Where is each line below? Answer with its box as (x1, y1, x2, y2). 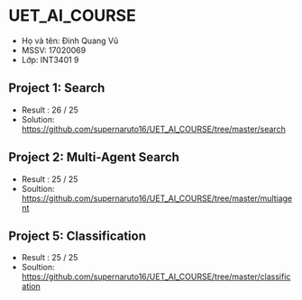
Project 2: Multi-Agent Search (8, 150, 179, 165)
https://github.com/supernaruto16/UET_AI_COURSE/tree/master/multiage (21, 193, 293, 204)
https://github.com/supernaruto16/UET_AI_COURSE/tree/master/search (21, 123, 286, 134)
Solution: (21, 114, 55, 124)
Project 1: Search (8, 80, 105, 95)
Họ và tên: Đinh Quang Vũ (21, 35, 119, 46)
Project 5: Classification (8, 228, 146, 243)
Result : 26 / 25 (21, 105, 78, 115)
